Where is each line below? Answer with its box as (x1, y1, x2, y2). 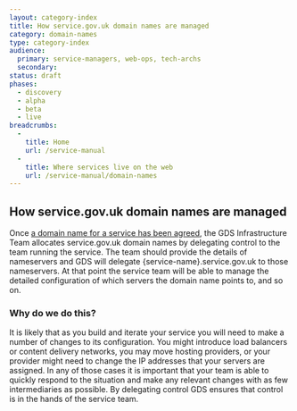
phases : (9, 80, 38, 88)
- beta (17, 105, 42, 113)
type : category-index (9, 38, 90, 47)
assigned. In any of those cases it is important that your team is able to (9, 365, 269, 376)
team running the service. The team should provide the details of (9, 247, 248, 257)
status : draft (9, 71, 62, 80)
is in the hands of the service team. (9, 394, 139, 405)
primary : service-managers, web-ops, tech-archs (17, 55, 202, 63)
